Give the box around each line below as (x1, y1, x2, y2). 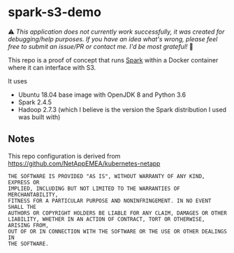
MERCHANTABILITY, (8, 191, 59, 198)
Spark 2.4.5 (17, 97, 52, 106)
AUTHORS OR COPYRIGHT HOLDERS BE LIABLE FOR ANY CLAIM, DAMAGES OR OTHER (8, 210, 228, 217)
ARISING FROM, (8, 221, 50, 228)
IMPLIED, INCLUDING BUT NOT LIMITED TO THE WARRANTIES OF (8, 185, 180, 192)
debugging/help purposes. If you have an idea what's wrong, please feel (8, 34, 218, 43)
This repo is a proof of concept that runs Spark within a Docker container (8, 55, 219, 64)
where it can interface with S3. (8, 63, 96, 71)
